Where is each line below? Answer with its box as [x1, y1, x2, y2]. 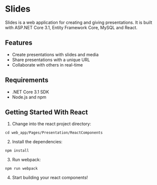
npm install [5, 148, 29, 153]
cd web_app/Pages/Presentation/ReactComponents [5, 130, 103, 135]
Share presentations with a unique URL [12, 57, 90, 63]
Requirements [5, 76, 48, 84]
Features [5, 39, 32, 47]
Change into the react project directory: [12, 121, 91, 127]
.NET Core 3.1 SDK [12, 89, 49, 95]
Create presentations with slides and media [12, 51, 99, 57]
